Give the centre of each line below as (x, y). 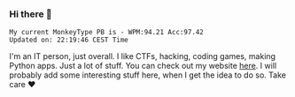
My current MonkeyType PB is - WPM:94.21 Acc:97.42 (106, 33)
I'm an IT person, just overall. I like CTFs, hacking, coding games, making (143, 56)
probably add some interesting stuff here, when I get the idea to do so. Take (147, 75)
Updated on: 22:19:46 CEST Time (69, 40)
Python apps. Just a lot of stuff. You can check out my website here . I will (143, 66)
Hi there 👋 (31, 14)
